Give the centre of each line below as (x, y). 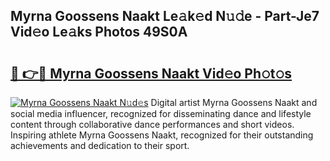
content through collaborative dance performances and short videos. (152, 124)
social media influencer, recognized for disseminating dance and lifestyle (161, 113)
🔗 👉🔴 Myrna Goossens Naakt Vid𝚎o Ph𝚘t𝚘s (151, 73)
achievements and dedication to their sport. (100, 145)
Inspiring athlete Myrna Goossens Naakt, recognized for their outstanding (162, 135)
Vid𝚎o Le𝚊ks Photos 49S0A (99, 32)
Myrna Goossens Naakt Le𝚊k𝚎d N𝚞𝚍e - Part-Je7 (165, 16)
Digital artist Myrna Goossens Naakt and (234, 102)
